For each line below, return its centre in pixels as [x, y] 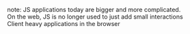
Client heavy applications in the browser [64, 24]
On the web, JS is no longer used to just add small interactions [95, 17]
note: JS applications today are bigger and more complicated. [94, 10]
